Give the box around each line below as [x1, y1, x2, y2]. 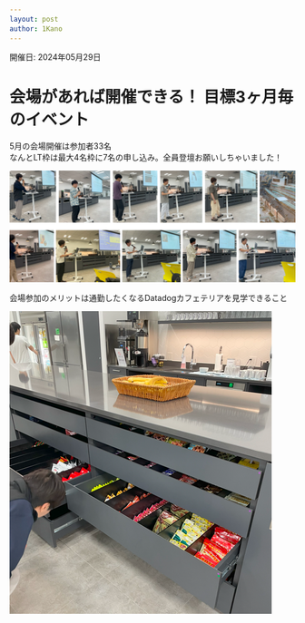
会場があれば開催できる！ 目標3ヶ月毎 [9, 86, 294, 107]
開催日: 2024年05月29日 [9, 51, 102, 63]
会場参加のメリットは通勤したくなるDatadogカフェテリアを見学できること [9, 293, 288, 304]
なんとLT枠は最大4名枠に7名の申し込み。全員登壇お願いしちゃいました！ [9, 152, 283, 163]
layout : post [9, 15, 59, 24]
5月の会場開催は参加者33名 [9, 141, 112, 151]
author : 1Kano [9, 24, 64, 34]
